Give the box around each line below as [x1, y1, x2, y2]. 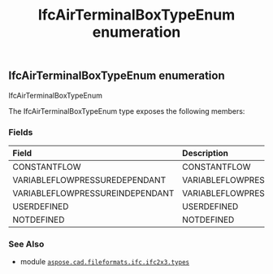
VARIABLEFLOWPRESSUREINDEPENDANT [12, 187, 175, 198]
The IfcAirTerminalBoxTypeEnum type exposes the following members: [8, 106, 245, 115]
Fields [8, 126, 33, 137]
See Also [8, 238, 45, 250]
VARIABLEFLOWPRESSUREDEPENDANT [12, 174, 167, 185]
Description [182, 147, 229, 159]
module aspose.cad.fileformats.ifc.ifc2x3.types [19, 257, 189, 267]
